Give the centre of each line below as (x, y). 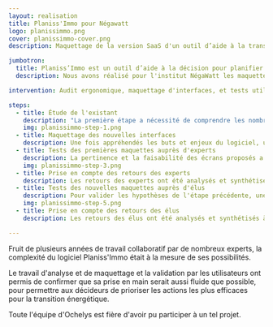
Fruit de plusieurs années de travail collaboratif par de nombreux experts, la (135, 248)
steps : (19, 105)
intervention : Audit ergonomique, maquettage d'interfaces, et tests (129, 90)
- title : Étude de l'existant (67, 113)
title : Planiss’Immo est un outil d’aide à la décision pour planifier (140, 69)
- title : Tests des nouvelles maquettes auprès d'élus (110, 188)
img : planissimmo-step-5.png (72, 204)
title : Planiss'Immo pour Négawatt (69, 24)
